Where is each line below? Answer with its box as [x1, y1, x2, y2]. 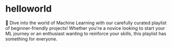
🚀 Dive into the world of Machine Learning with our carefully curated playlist [5, 20, 167, 26]
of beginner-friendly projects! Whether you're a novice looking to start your [5, 25, 165, 31]
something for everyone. [5, 36, 58, 42]
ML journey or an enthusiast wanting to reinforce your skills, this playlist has [5, 30, 166, 36]
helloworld [5, 3, 52, 15]
